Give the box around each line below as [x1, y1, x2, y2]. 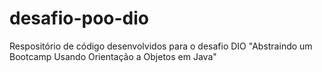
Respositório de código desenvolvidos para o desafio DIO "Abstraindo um [9, 40, 313, 52]
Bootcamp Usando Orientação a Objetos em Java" [9, 50, 217, 62]
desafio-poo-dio [9, 7, 150, 30]
